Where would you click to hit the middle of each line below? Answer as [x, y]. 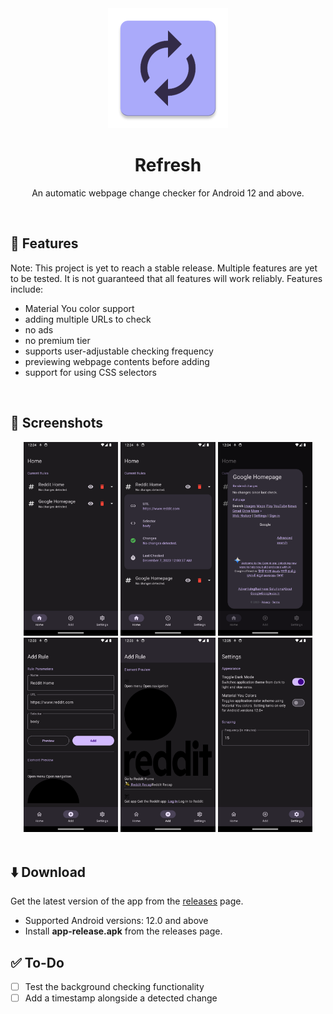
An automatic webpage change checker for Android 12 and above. [168, 193]
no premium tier [57, 340]
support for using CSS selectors [90, 372]
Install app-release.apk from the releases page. [123, 931]
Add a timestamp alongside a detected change [121, 998]
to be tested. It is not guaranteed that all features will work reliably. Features [166, 278]
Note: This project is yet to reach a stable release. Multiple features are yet [164, 268]
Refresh [168, 165]
